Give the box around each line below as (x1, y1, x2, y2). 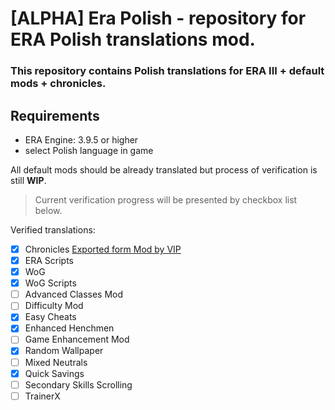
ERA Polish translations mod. (10, 28, 256, 51)
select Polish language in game (24, 144, 154, 156)
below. (34, 204, 63, 216)
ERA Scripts (24, 254, 74, 266)
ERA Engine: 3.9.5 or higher (24, 133, 139, 146)
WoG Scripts (24, 277, 77, 289)
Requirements (10, 107, 100, 124)
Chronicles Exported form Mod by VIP (24, 243, 182, 255)
